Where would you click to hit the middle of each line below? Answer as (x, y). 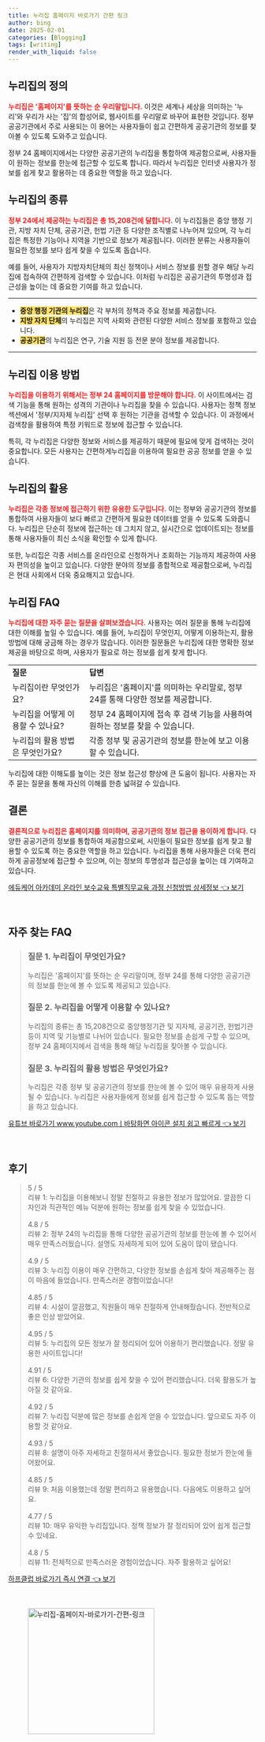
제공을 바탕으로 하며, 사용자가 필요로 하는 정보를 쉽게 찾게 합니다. (108, 652)
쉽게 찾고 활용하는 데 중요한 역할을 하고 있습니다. (97, 172)
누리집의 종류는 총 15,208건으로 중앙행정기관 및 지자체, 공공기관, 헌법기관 (140, 1026)
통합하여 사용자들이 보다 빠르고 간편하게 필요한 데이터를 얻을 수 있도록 (116, 519)
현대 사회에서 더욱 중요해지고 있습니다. (75, 575)
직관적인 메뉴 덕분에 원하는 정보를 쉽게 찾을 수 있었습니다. (137, 1207)
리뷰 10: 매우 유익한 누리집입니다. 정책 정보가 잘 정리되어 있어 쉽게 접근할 (139, 1525)
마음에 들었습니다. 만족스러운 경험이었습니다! (105, 1280)
